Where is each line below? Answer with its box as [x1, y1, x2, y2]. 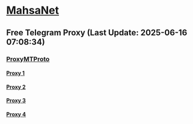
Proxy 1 [6, 69, 25, 77]
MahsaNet [6, 4, 59, 17]
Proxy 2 [6, 83, 26, 90]
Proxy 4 [6, 110, 26, 117]
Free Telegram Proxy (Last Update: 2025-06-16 [6, 28, 188, 38]
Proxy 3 [6, 97, 26, 104]
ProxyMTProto [6, 55, 50, 63]
